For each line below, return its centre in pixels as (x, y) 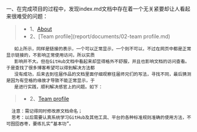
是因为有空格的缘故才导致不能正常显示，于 (51, 81)
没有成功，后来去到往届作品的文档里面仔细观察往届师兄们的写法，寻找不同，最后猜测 (103, 74)
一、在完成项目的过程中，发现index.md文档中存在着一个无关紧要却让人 (93, 9)
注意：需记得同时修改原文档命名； (47, 111)
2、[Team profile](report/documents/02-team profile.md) (100, 36)
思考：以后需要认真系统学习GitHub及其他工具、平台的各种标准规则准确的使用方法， (99, 118)
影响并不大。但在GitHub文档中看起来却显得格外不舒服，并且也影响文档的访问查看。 (102, 62)
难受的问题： (32, 16)
